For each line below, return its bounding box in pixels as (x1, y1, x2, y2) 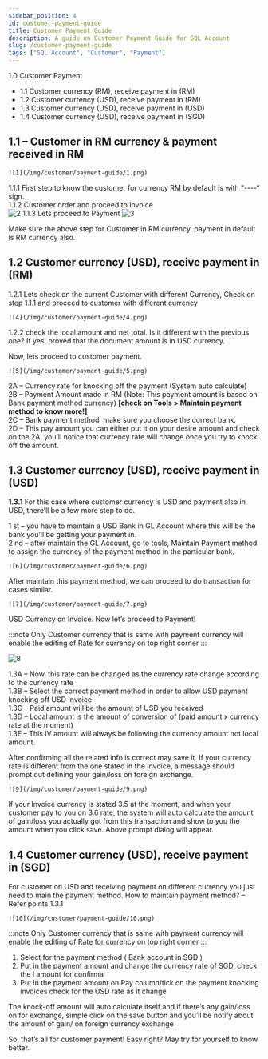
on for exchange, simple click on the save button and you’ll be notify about (8, 1010, 254, 1021)
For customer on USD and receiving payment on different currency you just (8, 882, 256, 892)
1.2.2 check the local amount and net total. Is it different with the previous (8, 327, 250, 337)
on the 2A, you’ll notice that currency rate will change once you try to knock (8, 431, 258, 441)
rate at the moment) (8, 720, 74, 730)
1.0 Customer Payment (8, 71, 83, 80)
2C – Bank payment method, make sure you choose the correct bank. (8, 415, 237, 424)
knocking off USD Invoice (8, 695, 93, 704)
